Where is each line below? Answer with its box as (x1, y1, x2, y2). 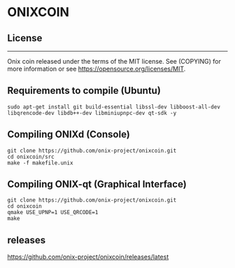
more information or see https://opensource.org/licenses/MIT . (7, 64, 186, 73)
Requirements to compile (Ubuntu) (7, 85, 161, 97)
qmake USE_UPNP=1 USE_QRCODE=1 (7, 209, 99, 216)
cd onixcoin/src (7, 153, 55, 160)
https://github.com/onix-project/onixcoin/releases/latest (7, 253, 169, 261)
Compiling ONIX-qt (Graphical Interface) (7, 178, 187, 190)
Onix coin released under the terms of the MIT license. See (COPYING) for (7, 57, 222, 65)
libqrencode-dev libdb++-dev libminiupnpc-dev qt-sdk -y (7, 109, 177, 116)
